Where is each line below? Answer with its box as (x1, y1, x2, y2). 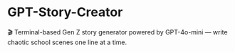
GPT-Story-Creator (7, 4, 123, 20)
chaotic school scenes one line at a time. (7, 38, 127, 46)
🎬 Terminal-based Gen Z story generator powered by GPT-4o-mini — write (7, 27, 228, 36)
